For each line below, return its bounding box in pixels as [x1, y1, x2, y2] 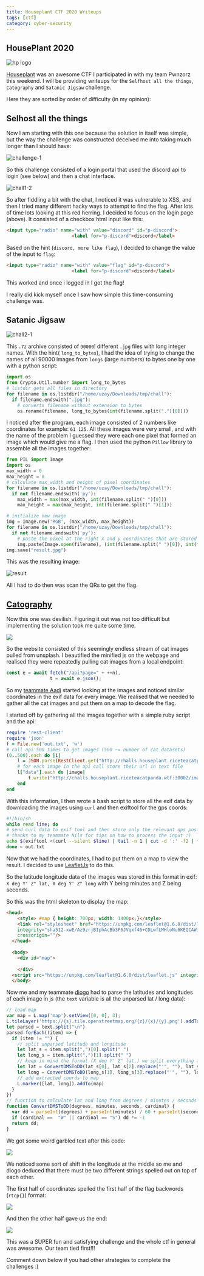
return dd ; [12, 1120, 39, 1126]
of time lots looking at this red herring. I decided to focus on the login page [6, 209, 194, 216]
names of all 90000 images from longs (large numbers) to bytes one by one [6, 356, 196, 363]
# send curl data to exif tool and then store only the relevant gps [6, 827, 186, 833]
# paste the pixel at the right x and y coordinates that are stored [17, 536, 197, 542]
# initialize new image [6, 513, 67, 519]
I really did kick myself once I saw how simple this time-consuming [6, 291, 174, 298]
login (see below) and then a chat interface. [6, 172, 115, 180]
